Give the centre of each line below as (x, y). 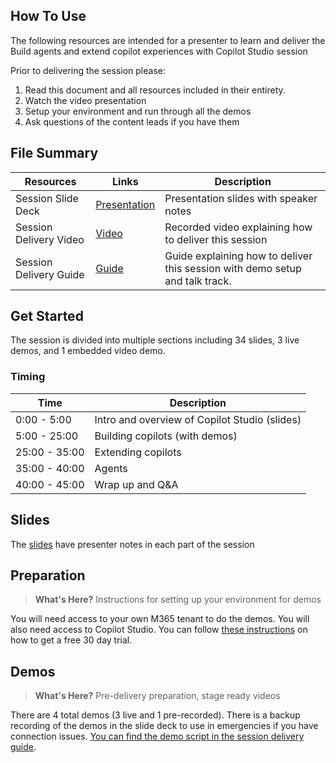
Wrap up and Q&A (136, 484)
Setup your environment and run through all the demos (138, 111)
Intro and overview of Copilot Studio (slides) (198, 419)
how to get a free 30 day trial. (71, 640)
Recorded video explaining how (238, 227)
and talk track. (198, 281)
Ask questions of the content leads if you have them (132, 121)
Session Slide (47, 198)
